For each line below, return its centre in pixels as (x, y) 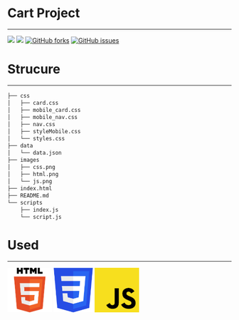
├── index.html (30, 188)
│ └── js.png (30, 181)
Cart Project (44, 13)
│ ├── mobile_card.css (44, 110)
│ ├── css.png (31, 167)
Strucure (34, 69)
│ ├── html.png (33, 174)
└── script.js (41, 217)
